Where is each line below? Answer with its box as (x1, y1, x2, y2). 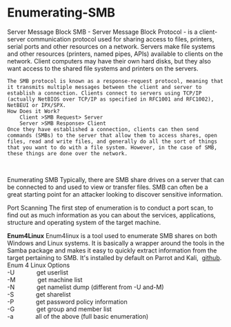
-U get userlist (7, 268, 69, 277)
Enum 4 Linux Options (7, 261, 70, 269)
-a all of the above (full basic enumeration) (7, 312, 149, 320)
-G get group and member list (7, 305, 112, 313)
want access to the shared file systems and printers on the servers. (7, 64, 199, 72)
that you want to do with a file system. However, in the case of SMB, (7, 143, 217, 151)
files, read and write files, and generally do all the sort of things (7, 138, 217, 145)
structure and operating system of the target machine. (7, 218, 161, 226)
